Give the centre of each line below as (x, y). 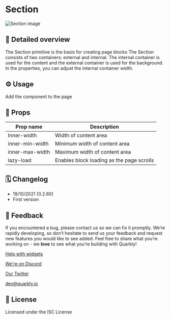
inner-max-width (29, 152)
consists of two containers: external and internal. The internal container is (82, 57)
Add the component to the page (39, 96)
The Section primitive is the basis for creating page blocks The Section (80, 52)
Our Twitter (17, 274)
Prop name (29, 127)
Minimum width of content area (92, 144)
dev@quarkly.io (22, 284)
